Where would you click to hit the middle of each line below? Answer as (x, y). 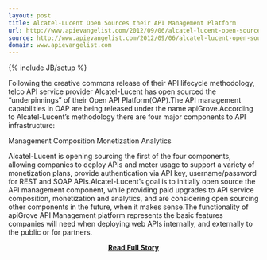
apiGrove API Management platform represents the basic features (116, 215)
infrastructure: (32, 126)
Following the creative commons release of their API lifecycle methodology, (132, 83)
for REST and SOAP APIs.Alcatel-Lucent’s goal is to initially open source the (132, 182)
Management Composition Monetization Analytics (90, 141)
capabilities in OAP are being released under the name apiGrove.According (131, 109)
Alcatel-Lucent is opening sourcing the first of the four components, (120, 157)
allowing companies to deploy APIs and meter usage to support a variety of (132, 165)
